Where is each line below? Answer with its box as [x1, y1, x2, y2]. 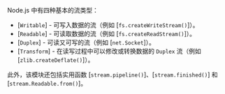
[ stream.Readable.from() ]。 [7, 79, 87, 87]
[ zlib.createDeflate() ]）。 [17, 56, 94, 64]
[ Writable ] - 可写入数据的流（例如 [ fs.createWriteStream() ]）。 [17, 21, 199, 29]
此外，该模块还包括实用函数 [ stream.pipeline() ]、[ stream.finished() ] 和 [7, 70, 218, 79]
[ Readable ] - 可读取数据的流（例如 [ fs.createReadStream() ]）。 [17, 30, 196, 38]
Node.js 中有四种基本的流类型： [7, 6, 99, 14]
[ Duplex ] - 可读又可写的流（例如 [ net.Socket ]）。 [17, 38, 156, 47]
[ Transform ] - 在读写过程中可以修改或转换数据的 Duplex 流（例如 [17, 47, 201, 55]
